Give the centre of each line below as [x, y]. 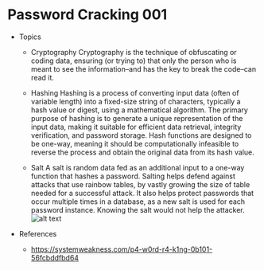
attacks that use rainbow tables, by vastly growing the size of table [140, 184]
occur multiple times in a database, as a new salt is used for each [138, 202]
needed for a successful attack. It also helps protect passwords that [142, 193]
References [38, 233]
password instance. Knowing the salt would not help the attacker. [138, 209]
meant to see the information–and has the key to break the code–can [143, 68]
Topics [30, 37]
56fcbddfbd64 [55, 257]
